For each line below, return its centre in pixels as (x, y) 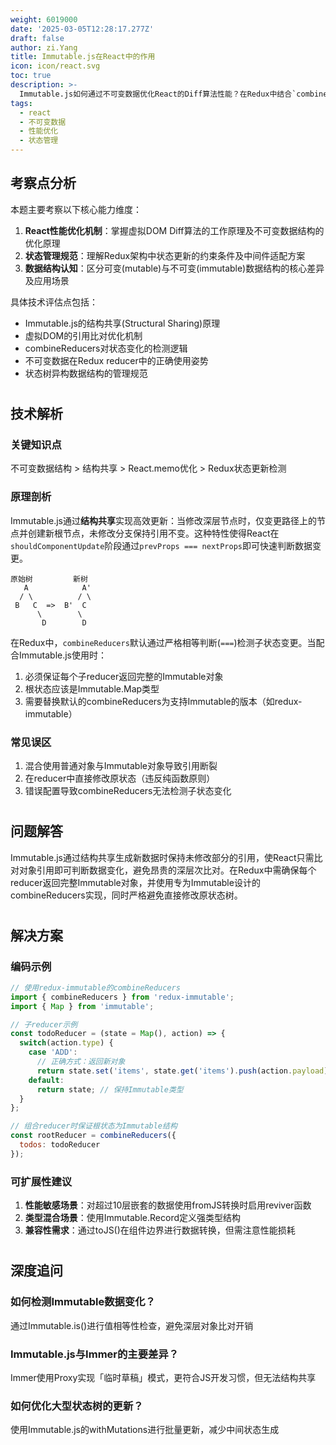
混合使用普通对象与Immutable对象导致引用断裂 (121, 765)
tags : (21, 103)
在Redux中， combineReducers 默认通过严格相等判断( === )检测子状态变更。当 (163, 642)
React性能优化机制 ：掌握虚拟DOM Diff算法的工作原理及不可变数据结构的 (174, 230)
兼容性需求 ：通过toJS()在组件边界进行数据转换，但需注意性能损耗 (160, 1230)
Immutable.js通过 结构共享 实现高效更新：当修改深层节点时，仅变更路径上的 (164, 520)
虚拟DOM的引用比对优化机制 (83, 335)
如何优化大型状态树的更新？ (77, 1406)
